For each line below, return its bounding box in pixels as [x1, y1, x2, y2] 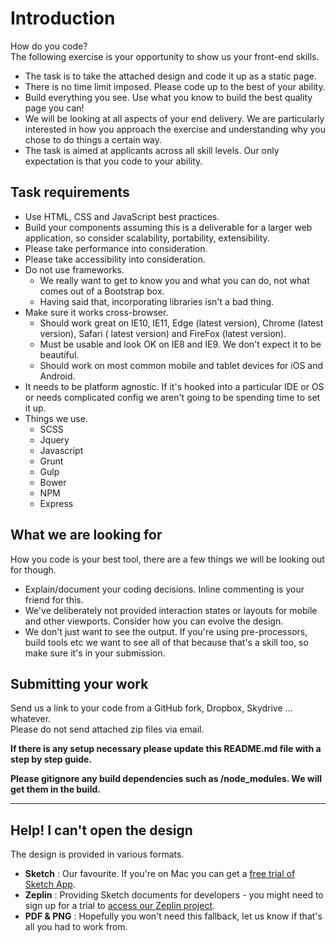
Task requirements [10, 184, 130, 201]
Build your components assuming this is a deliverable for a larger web [24, 221, 313, 233]
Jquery [39, 433, 70, 446]
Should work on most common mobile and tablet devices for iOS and [39, 359, 324, 371]
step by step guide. [10, 753, 93, 766]
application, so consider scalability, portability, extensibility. [24, 232, 270, 244]
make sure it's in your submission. [24, 647, 166, 659]
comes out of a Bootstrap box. [39, 285, 165, 297]
